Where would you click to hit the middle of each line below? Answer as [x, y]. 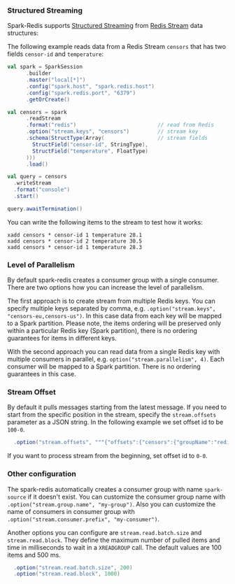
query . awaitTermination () [45, 208]
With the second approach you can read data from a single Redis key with [114, 352]
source [17, 497]
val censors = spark [37, 112]
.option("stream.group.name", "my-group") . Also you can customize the [112, 504]
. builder [38, 73]
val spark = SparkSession [45, 67]
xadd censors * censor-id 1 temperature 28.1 [74, 235]
